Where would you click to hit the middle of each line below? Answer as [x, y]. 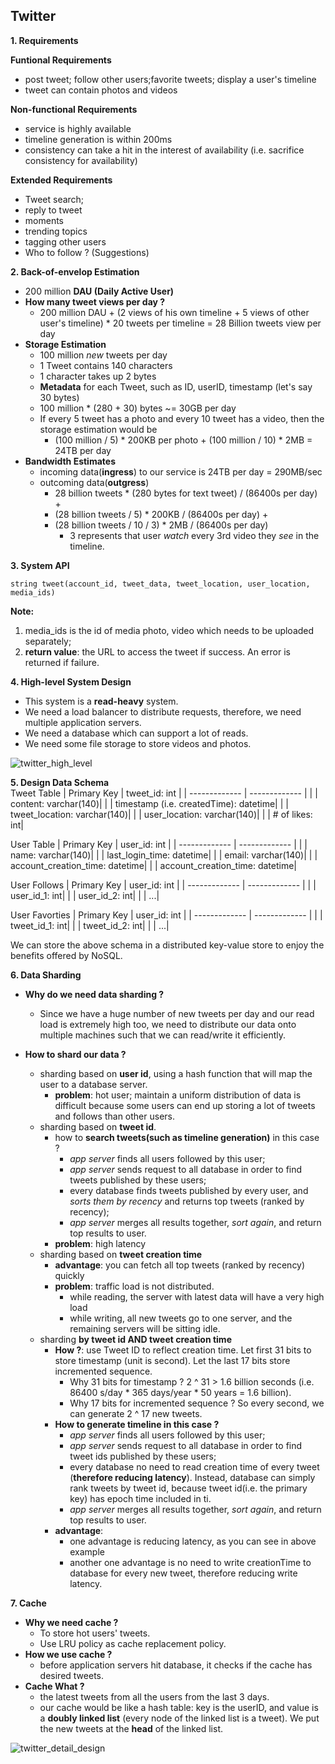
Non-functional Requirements [74, 109]
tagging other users [65, 241]
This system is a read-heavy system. [101, 701]
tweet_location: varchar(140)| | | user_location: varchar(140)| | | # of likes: [161, 814]
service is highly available [78, 128]
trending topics [56, 231]
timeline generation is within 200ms [98, 139]
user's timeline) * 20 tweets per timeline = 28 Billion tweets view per [180, 323]
